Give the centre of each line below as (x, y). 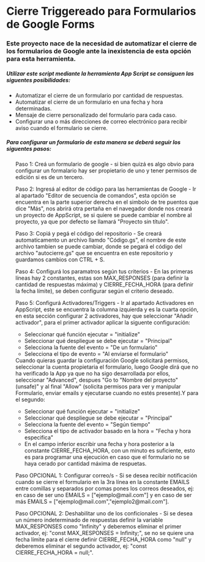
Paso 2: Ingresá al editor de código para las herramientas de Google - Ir (106, 189)
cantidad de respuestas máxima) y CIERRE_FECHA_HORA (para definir (104, 285)
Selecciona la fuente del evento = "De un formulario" (91, 347)
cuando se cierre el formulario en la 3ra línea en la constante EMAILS (102, 482)
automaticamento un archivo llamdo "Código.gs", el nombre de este (101, 240)
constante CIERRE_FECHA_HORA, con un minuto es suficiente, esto (110, 451)
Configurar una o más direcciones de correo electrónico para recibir (101, 121)
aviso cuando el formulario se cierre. (61, 128)
